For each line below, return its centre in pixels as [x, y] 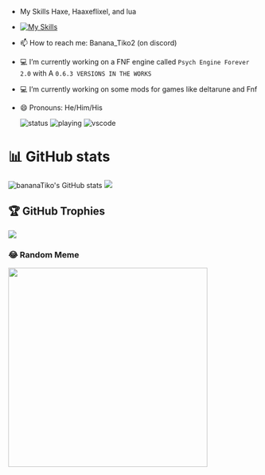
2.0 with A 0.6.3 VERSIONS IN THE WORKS [86, 73]
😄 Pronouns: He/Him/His [61, 108]
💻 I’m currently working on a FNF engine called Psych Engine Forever [134, 62]
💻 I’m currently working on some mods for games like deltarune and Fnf [138, 89]
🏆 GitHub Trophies [57, 212]
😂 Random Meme [44, 254]
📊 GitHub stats [59, 157]
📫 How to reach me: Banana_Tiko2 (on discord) [98, 43]
